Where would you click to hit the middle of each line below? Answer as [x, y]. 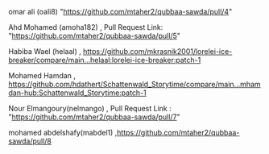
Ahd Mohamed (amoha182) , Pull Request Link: [86, 27]
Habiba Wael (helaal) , [45, 51]
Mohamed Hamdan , [42, 75]
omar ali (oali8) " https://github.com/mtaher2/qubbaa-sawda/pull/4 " [120, 12]
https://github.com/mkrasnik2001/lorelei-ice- [158, 51]
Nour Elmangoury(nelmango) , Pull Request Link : [90, 108]
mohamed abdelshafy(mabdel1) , [63, 133]
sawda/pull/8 [30, 141]
